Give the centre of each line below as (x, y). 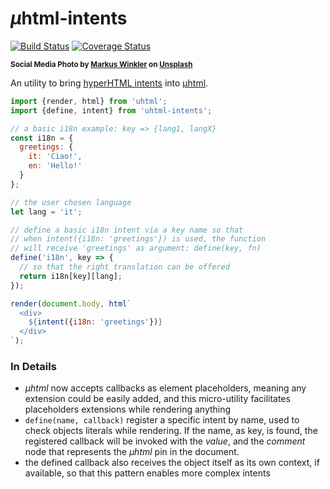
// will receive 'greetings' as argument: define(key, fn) (136, 248)
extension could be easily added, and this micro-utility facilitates (157, 399)
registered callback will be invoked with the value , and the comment (165, 441)
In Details (33, 366)
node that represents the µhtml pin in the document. (132, 452)
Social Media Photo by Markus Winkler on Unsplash (101, 64)
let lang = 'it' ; (46, 212)
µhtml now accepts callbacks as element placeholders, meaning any (165, 388)
